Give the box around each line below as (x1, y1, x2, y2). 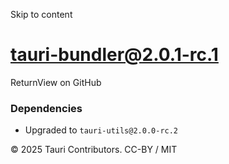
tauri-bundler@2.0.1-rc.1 (10, 44, 219, 66)
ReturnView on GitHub (10, 76, 102, 88)
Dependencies (10, 101, 83, 115)
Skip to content (10, 9, 73, 20)
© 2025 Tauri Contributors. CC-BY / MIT (10, 144, 178, 156)
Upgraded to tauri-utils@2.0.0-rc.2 (24, 124, 179, 136)
